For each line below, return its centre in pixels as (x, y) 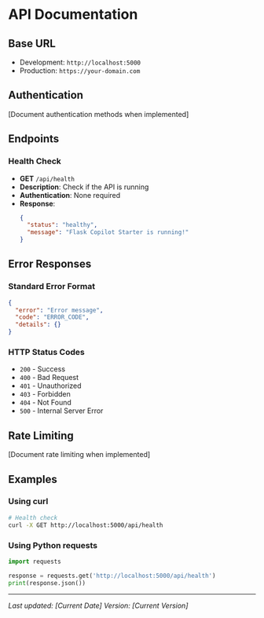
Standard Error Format (52, 287)
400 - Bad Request (49, 378)
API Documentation (73, 15)
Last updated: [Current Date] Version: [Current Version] (98, 605)
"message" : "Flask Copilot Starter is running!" (108, 232)
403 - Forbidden (45, 394)
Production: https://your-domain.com (80, 71)
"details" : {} (38, 325)
